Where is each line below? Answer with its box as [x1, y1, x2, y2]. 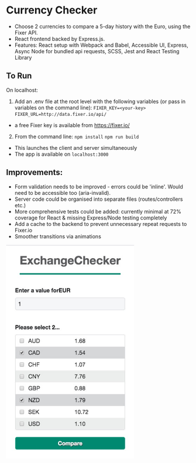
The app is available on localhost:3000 [14, 150, 109, 157]
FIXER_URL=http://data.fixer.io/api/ [14, 111, 107, 117]
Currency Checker [6, 4, 98, 17]
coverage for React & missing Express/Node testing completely [14, 214, 167, 221]
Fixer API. [14, 29, 38, 36]
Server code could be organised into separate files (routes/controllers [14, 196, 183, 203]
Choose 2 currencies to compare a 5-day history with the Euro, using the [14, 23, 191, 30]
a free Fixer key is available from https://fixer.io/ [14, 121, 130, 129]
